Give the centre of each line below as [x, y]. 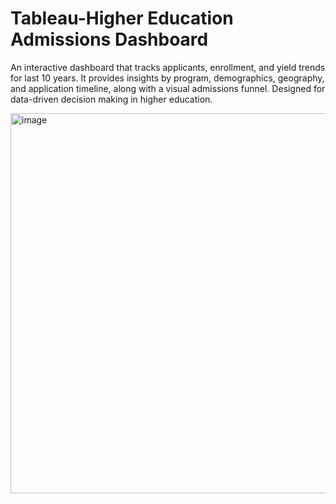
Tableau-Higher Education [122, 18]
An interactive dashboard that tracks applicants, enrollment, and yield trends [168, 67]
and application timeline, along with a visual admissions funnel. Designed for [168, 88]
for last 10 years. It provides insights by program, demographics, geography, [167, 78]
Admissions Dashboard [109, 39]
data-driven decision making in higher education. [111, 99]
